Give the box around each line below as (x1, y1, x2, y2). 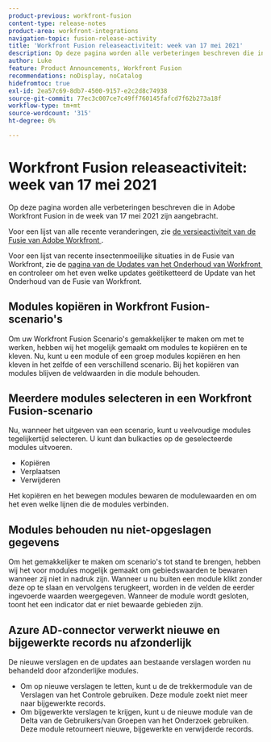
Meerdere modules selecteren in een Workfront (8, 392, 252, 406)
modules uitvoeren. (8, 443, 73, 452)
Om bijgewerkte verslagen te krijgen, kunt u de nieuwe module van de (19, 707, 253, 717)
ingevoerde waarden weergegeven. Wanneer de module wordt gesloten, (8, 591, 249, 601)
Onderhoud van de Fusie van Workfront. (8, 276, 143, 286)
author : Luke (8, 57, 52, 65)
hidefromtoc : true (8, 79, 70, 87)
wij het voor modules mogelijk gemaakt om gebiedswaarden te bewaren (8, 565, 248, 575)
